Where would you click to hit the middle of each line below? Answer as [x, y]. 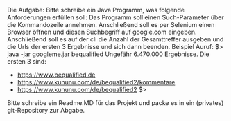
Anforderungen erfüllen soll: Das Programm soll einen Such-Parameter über [115, 17]
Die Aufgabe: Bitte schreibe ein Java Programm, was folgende [96, 10]
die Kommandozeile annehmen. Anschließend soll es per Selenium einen [111, 25]
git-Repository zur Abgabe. [46, 110]
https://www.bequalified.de [56, 75]
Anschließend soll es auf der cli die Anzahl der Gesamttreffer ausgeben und [115, 39]
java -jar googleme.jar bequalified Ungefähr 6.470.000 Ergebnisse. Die [108, 54]
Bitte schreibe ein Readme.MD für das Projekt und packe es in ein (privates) [115, 103]
